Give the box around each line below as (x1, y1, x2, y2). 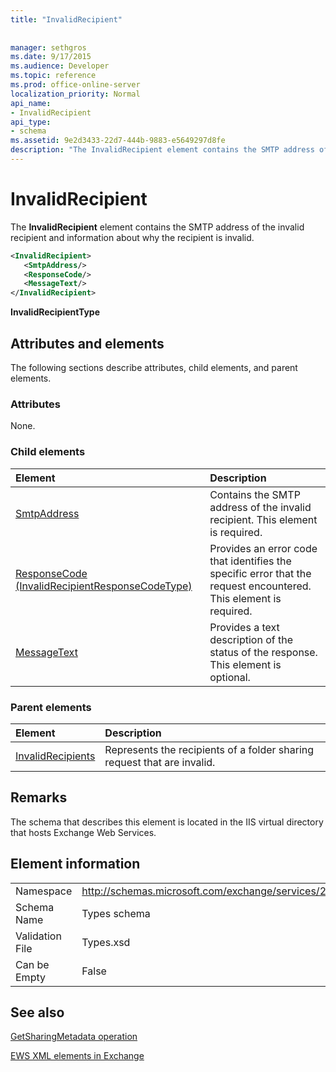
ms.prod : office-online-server (10, 80, 141, 90)
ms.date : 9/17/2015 (10, 52, 92, 62)
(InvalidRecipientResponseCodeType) (15, 579, 193, 593)
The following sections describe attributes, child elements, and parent (10, 362, 298, 373)
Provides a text (209, 620, 280, 634)
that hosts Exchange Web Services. (10, 826, 157, 838)
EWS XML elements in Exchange (10, 1050, 145, 1062)
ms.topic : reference (10, 71, 97, 81)
